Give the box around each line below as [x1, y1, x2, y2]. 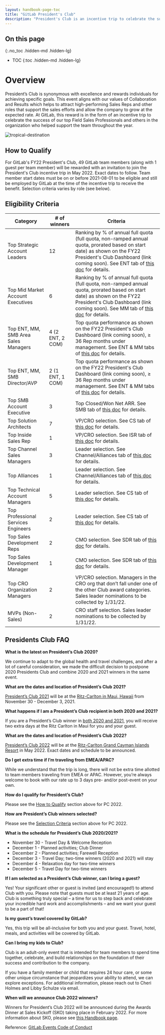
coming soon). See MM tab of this [75, 305, 154, 311]
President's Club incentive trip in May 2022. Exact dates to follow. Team [5, 170, 151, 176]
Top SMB [7, 397, 28, 404]
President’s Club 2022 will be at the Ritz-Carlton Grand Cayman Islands [5, 742, 150, 748]
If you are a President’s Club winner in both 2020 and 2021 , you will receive [5, 718, 158, 724]
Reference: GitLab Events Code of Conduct [5, 1024, 92, 1030]
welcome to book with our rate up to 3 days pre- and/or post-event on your [5, 777, 158, 783]
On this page [5, 35, 45, 43]
